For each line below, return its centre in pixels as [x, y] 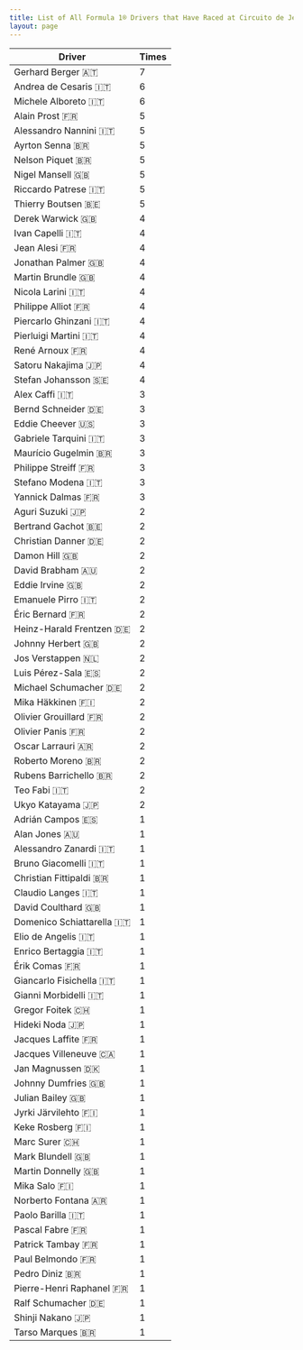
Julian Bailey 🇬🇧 [50, 1097]
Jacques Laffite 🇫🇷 [56, 1039]
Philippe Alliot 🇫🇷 [52, 306]
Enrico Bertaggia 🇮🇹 [59, 951]
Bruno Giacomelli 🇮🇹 [60, 863]
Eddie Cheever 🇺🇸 [54, 423]
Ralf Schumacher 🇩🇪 [60, 1302]
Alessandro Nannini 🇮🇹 [64, 130]
